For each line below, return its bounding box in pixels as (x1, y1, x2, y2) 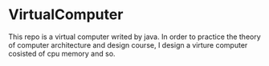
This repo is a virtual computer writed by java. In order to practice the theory (8, 32, 261, 41)
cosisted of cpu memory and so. (8, 49, 116, 58)
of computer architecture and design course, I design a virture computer (8, 40, 248, 49)
